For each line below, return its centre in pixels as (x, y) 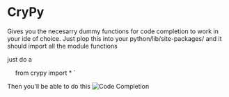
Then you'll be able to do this (49, 86)
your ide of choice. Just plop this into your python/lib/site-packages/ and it (114, 38)
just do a (20, 59)
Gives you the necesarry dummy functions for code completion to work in (113, 31)
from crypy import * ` (45, 73)
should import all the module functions (63, 46)
